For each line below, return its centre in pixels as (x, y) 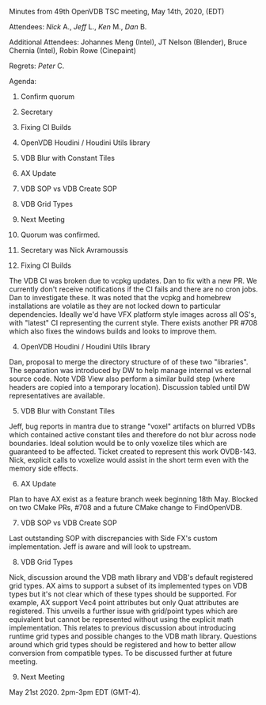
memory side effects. (44, 468)
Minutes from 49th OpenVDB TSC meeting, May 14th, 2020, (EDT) (117, 11)
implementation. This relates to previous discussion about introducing (123, 628)
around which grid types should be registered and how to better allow (123, 644)
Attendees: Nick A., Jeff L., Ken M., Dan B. (78, 27)
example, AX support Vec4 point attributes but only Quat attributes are (124, 602)
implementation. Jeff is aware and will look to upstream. (100, 547)
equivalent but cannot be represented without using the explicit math (122, 619)
